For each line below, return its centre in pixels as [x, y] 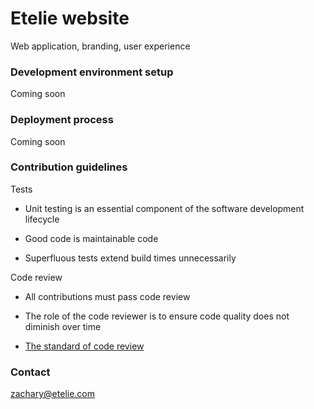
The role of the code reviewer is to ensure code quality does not [157, 316]
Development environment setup [92, 72]
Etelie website [70, 18]
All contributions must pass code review [107, 296]
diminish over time [63, 326]
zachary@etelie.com [53, 394]
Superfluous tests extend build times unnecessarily [130, 258]
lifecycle [42, 219]
